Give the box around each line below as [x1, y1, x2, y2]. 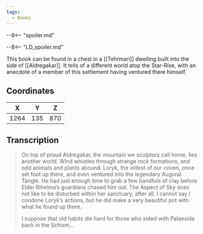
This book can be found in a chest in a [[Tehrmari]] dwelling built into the [6, 55, 190, 62]
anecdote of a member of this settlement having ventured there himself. [6, 68, 187, 75]
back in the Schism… [21, 221, 74, 229]
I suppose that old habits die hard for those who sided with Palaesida [21, 215, 195, 222]
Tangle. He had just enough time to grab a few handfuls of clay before [21, 177, 198, 185]
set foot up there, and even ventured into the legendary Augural [21, 170, 182, 178]
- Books [12, 15, 32, 21]
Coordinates [6, 86, 55, 96]
